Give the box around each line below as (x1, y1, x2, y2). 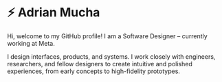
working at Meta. (7, 39, 55, 47)
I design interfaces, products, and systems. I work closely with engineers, (7, 52, 216, 61)
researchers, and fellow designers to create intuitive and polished (7, 59, 192, 68)
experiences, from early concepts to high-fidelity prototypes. (7, 67, 181, 75)
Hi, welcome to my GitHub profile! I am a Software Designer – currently (7, 31, 208, 40)
